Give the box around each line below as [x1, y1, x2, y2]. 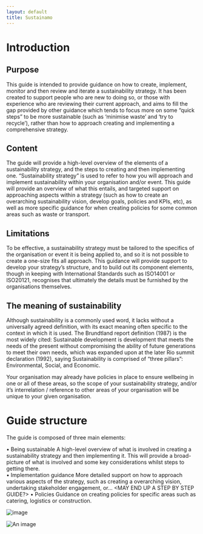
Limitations [6, 228, 50, 239]
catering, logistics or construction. [6, 497, 92, 504]
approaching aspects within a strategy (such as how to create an [6, 191, 168, 199]
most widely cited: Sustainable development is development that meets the [6, 335, 194, 343]
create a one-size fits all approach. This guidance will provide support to [6, 257, 188, 265]
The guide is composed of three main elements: [6, 433, 126, 441]
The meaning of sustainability [6, 300, 122, 311]
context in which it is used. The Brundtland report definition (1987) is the [6, 329, 187, 337]
